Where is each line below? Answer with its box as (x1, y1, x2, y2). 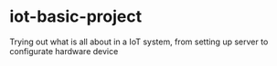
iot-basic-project (9, 6, 143, 27)
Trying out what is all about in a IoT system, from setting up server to (9, 36, 269, 47)
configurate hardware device (9, 45, 119, 56)
